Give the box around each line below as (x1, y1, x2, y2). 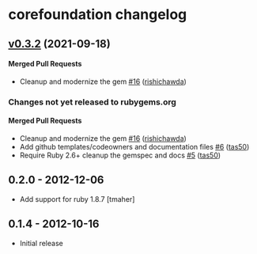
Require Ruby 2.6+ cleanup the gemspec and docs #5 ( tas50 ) (19, 150, 221, 160)
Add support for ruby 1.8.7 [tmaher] (19, 194, 135, 203)
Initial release (19, 238, 63, 248)
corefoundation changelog (8, 6, 187, 24)
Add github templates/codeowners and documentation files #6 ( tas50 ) (19, 142, 250, 151)
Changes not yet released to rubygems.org (8, 97, 176, 108)
